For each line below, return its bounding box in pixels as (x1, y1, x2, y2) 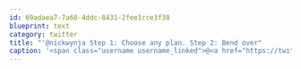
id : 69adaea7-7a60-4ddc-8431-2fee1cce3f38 (9, 13, 170, 22)
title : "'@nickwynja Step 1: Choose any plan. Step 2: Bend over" (9, 38, 262, 47)
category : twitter (9, 30, 78, 39)
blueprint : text (9, 22, 70, 30)
